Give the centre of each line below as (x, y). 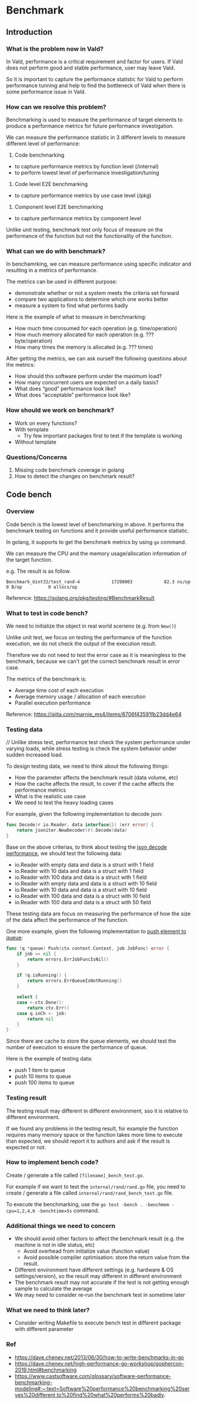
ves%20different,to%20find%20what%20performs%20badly (89, 1395)
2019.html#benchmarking (46, 1370)
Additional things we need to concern (61, 1226)
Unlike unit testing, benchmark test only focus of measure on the (85, 230)
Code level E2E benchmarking (51, 184)
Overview (20, 512)
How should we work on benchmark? (60, 410)
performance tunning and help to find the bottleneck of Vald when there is (96, 85)
